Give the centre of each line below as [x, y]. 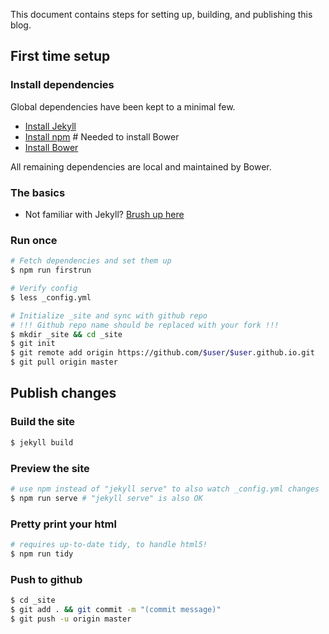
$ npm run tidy [42, 554]
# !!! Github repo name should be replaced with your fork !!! [145, 325]
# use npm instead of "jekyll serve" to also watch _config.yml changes [165, 489]
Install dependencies [62, 85]
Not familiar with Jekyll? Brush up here [104, 214]
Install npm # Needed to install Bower [102, 136]
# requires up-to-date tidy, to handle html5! [109, 544]
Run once [34, 240]
